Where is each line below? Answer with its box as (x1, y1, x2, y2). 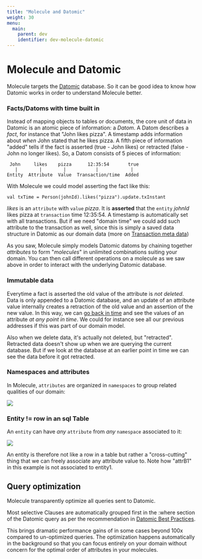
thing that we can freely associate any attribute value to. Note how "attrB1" (7, 457, 192, 464)
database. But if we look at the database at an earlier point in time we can (7, 346, 189, 354)
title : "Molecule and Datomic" (7, 8, 85, 15)
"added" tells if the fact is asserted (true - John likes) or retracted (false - (7, 143, 189, 151)
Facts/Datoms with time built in (7, 104, 100, 112)
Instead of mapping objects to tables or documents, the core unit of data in (7, 118, 192, 125)
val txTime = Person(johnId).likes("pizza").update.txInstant (7, 194, 166, 201)
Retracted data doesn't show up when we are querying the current (7, 340, 172, 347)
